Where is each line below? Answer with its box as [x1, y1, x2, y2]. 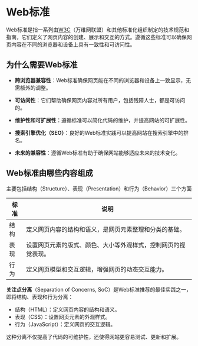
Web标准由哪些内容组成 [6, 168, 93, 178]
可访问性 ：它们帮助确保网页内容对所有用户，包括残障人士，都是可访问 [14, 96, 186, 104]
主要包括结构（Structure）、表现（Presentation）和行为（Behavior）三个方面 [6, 185, 192, 192]
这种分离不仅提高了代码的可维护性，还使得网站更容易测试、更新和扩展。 [6, 333, 181, 340]
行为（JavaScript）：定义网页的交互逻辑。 [14, 321, 116, 328]
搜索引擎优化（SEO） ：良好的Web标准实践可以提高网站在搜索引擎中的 [14, 129, 184, 136]
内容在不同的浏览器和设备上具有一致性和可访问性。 [11, 41, 136, 48]
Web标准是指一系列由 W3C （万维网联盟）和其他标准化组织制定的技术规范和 [6, 26, 190, 33]
